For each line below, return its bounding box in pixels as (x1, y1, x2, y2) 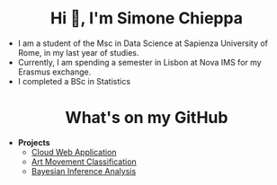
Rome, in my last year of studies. (17, 47, 139, 57)
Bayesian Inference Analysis (31, 165, 137, 176)
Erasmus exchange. (17, 66, 92, 77)
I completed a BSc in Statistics (17, 75, 131, 86)
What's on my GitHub (65, 108, 228, 128)
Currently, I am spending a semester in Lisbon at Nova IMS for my (17, 57, 263, 67)
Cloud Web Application (31, 146, 117, 157)
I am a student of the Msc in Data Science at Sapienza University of (17, 38, 268, 48)
